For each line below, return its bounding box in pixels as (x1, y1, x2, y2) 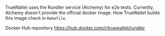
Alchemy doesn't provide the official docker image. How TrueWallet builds (5, 10, 160, 16)
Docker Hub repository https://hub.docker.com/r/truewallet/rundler (5, 25, 145, 31)
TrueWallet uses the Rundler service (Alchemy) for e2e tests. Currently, (5, 5, 154, 10)
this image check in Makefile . (5, 15, 67, 21)
